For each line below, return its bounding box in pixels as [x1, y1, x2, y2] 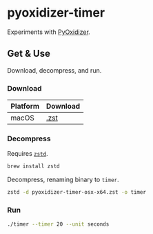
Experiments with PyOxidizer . [7, 28, 91, 36]
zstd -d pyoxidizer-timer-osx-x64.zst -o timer [7, 189, 147, 196]
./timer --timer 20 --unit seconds [7, 221, 110, 228]
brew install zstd [7, 163, 60, 170]
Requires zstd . [7, 150, 48, 158]
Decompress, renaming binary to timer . [7, 175, 119, 184]
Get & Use [7, 48, 50, 60]
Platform [10, 102, 40, 111]
